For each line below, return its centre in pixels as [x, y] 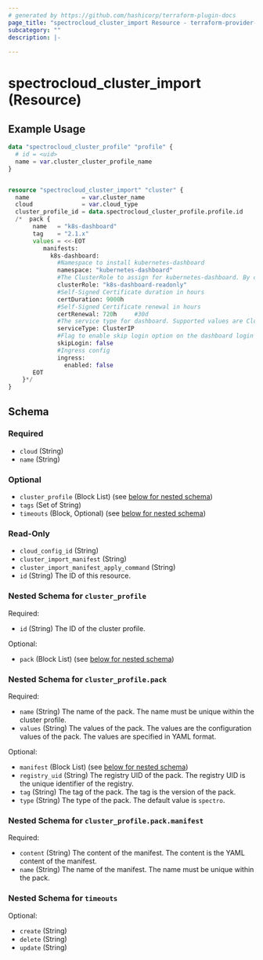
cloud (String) [41, 451]
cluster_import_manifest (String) [73, 559]
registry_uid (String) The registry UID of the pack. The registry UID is [132, 775]
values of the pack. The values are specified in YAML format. [118, 736]
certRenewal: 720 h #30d [103, 314]
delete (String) [43, 939]
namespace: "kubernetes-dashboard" [115, 270]
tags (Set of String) [50, 505]
